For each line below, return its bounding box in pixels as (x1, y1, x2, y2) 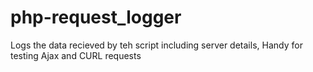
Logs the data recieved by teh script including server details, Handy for (10, 39, 303, 51)
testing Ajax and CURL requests (10, 49, 142, 61)
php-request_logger (10, 6, 182, 29)
